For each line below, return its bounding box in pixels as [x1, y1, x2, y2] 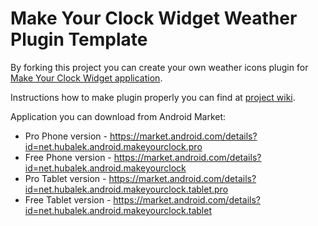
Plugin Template [10, 28, 148, 51]
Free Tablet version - [24, 193, 112, 206]
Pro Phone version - [24, 130, 108, 142]
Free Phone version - [24, 151, 112, 163]
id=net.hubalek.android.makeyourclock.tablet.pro [24, 183, 229, 195]
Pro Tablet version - [24, 172, 107, 184]
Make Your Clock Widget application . [10, 72, 163, 84]
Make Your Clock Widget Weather [10, 7, 298, 30]
